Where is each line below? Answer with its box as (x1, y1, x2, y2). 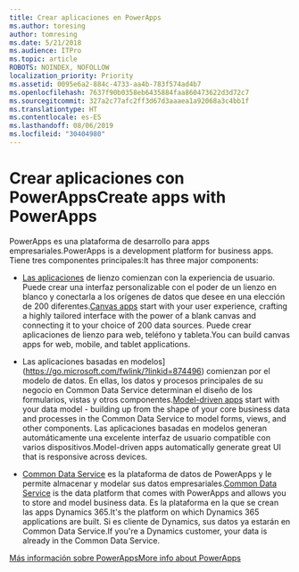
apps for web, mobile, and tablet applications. (21, 338, 191, 349)
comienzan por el (206, 365, 270, 376)
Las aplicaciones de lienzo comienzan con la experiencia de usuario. (21, 272, 275, 283)
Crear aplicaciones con (9, 168, 185, 189)
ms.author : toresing (9, 21, 87, 30)
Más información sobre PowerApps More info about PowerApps (9, 552, 241, 563)
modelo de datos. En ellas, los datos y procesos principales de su (21, 375, 263, 386)
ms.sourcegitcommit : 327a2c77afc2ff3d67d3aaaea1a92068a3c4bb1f (9, 96, 250, 106)
